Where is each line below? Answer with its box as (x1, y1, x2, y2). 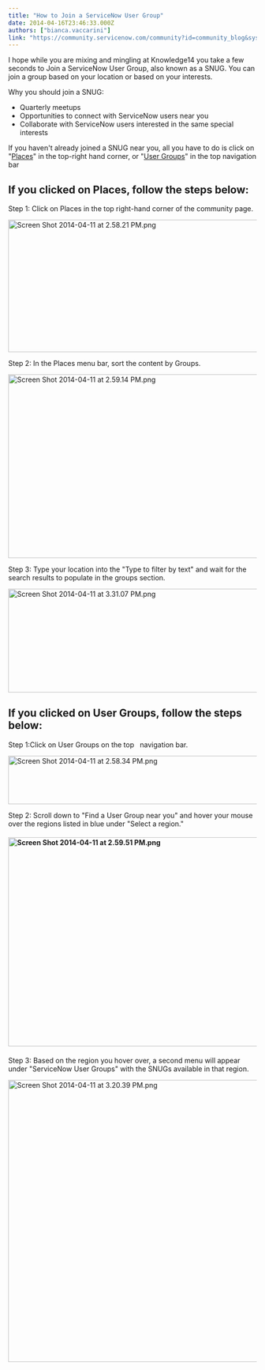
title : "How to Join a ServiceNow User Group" (8, 11, 164, 20)
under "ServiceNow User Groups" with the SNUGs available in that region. (8, 1064, 249, 1074)
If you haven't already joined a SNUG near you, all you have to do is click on (8, 143, 255, 153)
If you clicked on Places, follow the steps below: (8, 183, 249, 196)
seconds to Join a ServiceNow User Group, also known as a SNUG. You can (8, 64, 256, 74)
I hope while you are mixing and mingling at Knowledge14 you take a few (8, 55, 244, 65)
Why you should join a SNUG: (8, 88, 104, 97)
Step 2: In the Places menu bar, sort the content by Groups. (8, 359, 201, 368)
